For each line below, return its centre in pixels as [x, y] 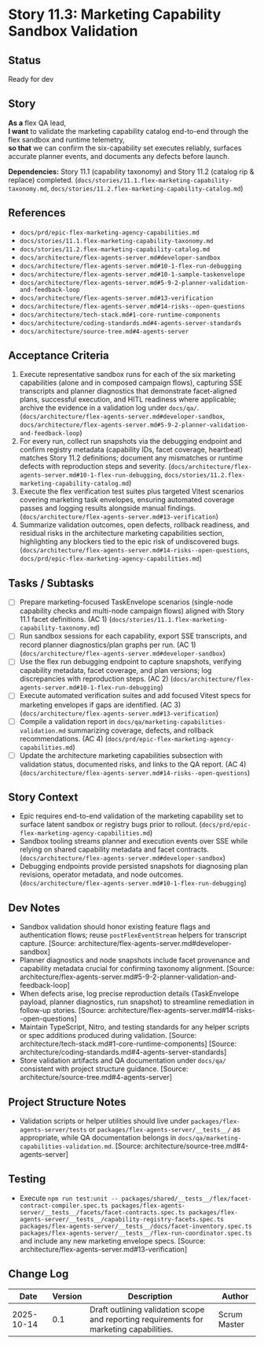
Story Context [43, 798]
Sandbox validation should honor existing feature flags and [115, 927]
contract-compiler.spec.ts [64, 1206]
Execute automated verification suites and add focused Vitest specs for [135, 696]
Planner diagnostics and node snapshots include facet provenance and [134, 960]
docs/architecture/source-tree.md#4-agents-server [104, 331]
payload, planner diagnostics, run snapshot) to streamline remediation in [137, 1002]
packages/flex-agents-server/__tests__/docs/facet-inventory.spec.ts [136, 1226]
